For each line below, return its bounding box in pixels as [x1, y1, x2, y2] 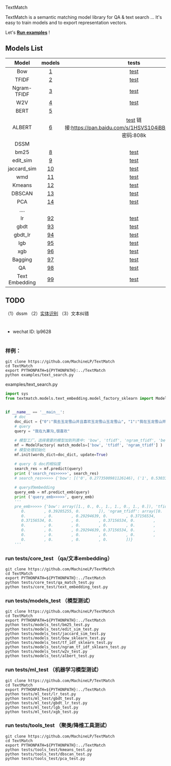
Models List [5, 44, 43, 53]
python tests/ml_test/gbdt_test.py [5, 696, 81, 701]
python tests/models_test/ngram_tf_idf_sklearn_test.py [5, 644, 126, 650]
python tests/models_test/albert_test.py [5, 654, 95, 659]
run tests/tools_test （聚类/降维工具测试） [5, 722, 110, 729]
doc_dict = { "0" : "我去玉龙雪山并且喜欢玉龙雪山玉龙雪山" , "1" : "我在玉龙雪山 [14, 419, 163, 424]
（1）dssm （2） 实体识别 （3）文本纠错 [5, 310, 89, 316]
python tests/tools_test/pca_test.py [5, 756, 85, 761]
